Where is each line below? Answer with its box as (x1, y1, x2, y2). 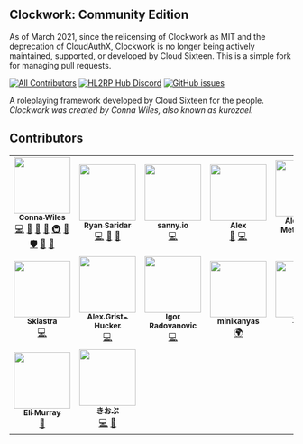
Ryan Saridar (84, 220, 132, 231)
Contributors (9, 131, 84, 146)
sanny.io (157, 220, 189, 231)
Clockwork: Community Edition (9, 7, 189, 23)
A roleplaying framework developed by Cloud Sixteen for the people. (9, 95, 264, 106)
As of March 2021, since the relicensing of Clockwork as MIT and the (9, 31, 266, 42)
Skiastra (26, 316, 58, 327)
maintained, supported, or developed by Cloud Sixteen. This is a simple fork (9, 50, 291, 61)
